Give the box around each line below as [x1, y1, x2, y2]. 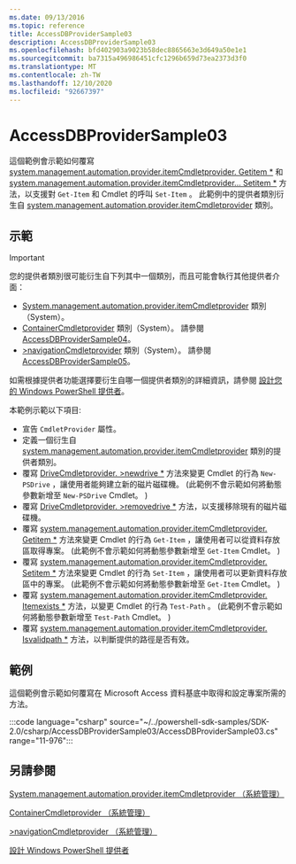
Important [9, 253, 45, 263]
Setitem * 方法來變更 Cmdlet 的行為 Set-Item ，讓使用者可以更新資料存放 [21, 568, 287, 579]
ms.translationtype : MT [9, 63, 97, 72]
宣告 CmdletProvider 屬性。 [21, 424, 121, 434]
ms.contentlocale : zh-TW [9, 71, 101, 80]
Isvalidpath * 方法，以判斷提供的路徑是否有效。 [21, 634, 194, 645]
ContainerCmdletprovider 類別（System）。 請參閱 [21, 323, 205, 333]
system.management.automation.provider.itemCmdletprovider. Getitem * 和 [9, 167, 284, 177]
